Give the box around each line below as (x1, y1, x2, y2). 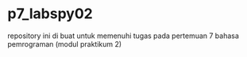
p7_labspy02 (7, 5, 93, 23)
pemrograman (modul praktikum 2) (7, 39, 122, 48)
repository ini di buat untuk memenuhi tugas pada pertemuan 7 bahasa (7, 31, 240, 40)
